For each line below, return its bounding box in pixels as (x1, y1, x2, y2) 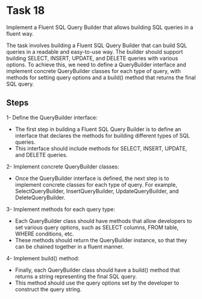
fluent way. (6, 30, 34, 37)
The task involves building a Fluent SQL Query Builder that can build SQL (6, 42, 188, 49)
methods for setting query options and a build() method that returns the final (6, 74, 196, 81)
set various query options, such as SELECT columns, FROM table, (14, 223, 179, 231)
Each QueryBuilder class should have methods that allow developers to (14, 217, 192, 224)
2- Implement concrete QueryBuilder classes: (6, 162, 119, 170)
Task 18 (6, 4, 45, 18)
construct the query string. (14, 285, 82, 293)
